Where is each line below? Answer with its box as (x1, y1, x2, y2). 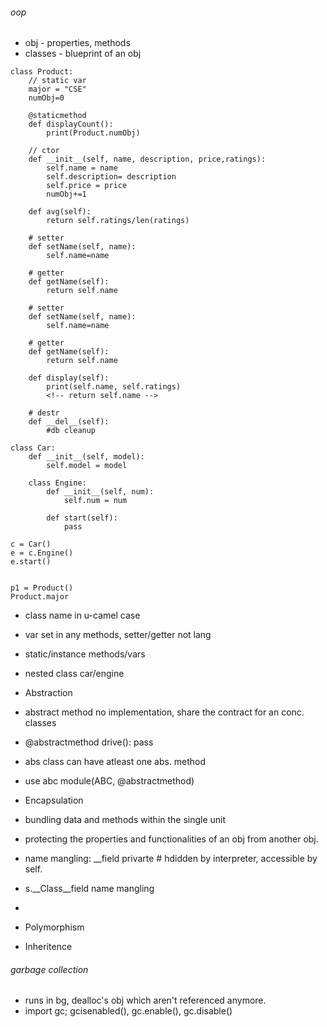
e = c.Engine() (10, 548, 74, 558)
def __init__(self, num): (46, 487, 155, 497)
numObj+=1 (46, 189, 87, 200)
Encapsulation (24, 794, 84, 807)
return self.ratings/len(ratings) (46, 216, 190, 226)
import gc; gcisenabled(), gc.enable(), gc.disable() (24, 1005, 233, 1017)
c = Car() (10, 539, 52, 550)
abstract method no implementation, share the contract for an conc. (24, 706, 305, 718)
